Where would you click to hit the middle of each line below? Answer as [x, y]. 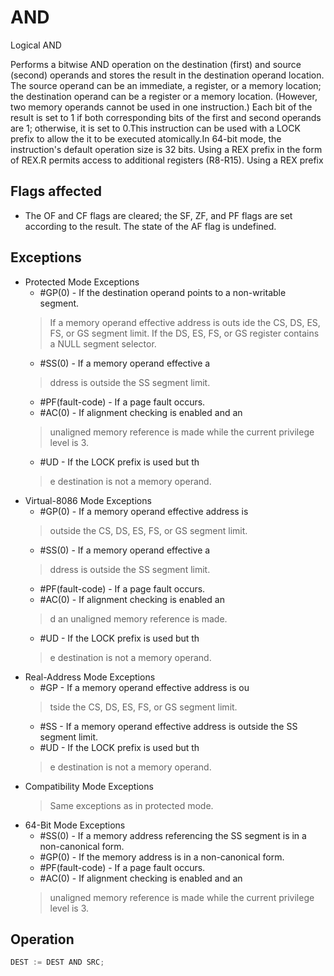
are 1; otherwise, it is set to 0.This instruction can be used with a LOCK [155, 128]
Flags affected [56, 191]
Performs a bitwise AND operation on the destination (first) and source [156, 64]
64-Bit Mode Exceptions [75, 825]
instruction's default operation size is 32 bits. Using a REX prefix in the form [166, 149]
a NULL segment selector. [103, 343]
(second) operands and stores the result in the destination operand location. [167, 75]
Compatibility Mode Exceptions [89, 786]
